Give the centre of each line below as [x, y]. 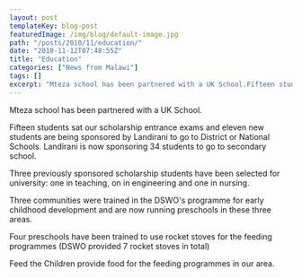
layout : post [34, 17]
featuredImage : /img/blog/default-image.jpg [94, 34]
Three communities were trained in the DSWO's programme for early [137, 200]
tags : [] [26, 76]
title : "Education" [46, 59]
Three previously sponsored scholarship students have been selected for [145, 173]
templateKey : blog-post [54, 26]
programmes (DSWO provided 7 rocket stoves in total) [110, 246]
